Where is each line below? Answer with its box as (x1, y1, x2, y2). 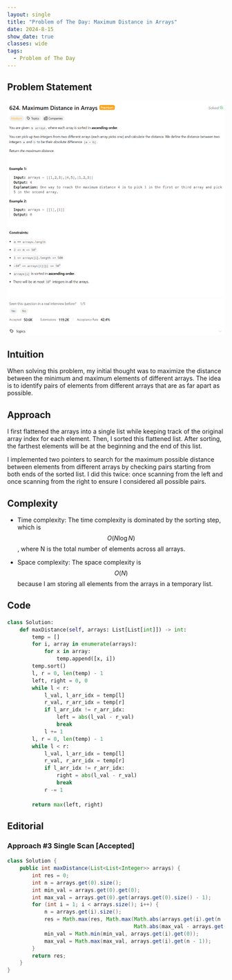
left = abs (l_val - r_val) (56, 714, 135, 721)
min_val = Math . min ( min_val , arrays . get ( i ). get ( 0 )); (43, 930, 200, 937)
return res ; (32, 952, 67, 959)
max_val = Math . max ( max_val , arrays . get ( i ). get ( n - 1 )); (43, 937, 212, 945)
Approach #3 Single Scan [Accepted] (7, 840, 135, 850)
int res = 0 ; (32, 871, 70, 879)
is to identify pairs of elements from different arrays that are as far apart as (7, 381, 220, 390)
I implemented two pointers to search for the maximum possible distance (7, 455, 215, 464)
